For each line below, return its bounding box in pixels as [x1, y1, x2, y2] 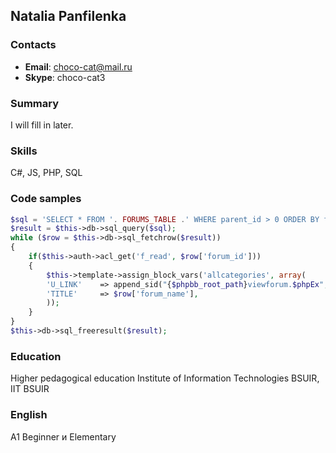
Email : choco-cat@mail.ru [24, 60, 133, 73]
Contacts [10, 38, 57, 52]
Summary [10, 96, 60, 110]
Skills [10, 144, 38, 158]
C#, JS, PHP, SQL [10, 167, 83, 179]
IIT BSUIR [10, 383, 50, 395]
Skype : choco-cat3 [24, 71, 106, 83]
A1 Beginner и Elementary [10, 430, 117, 443]
